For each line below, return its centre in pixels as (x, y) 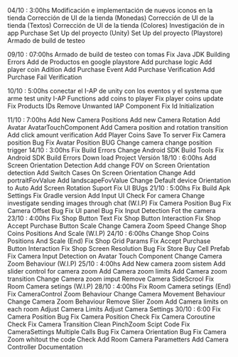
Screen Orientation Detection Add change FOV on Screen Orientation (109, 165)
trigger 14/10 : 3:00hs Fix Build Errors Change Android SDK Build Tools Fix (116, 150)
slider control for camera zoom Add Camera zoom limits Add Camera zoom (117, 271)
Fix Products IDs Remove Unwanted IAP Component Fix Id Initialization (111, 106)
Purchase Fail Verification (45, 77)
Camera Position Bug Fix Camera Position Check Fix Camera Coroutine (111, 317)
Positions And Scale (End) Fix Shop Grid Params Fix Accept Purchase (109, 241)
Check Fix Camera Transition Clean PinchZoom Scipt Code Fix (99, 324)
